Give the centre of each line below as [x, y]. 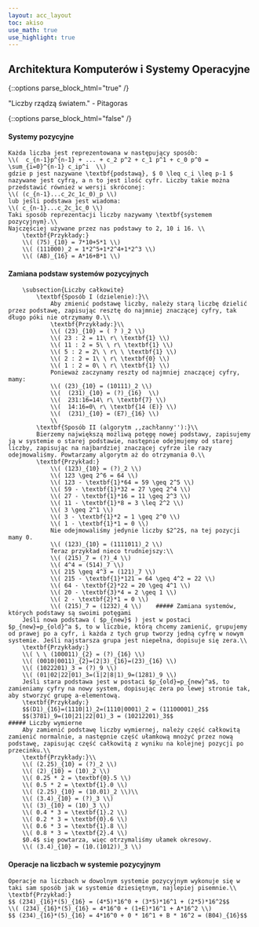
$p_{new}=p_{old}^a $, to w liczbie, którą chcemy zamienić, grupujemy [128, 627]
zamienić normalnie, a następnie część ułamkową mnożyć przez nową [121, 737]
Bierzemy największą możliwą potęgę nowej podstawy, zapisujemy [144, 434]
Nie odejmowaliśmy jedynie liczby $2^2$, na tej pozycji [145, 531]
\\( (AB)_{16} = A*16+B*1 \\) [72, 256]
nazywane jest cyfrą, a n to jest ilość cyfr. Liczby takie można [119, 181]
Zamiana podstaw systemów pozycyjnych [78, 273]
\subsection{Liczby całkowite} [73, 290]
